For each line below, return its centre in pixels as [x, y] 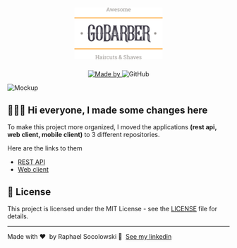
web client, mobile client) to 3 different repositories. [84, 135]
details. [18, 216]
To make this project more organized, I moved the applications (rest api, [112, 127]
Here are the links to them [45, 148]
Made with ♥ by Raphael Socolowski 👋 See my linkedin [90, 237]
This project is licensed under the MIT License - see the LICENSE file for [112, 209]
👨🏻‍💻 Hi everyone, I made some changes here [108, 110]
